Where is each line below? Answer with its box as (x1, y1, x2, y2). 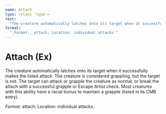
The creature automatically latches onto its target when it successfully (5, 68, 148, 74)
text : (5, 16, 16, 21)
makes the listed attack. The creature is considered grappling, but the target (5, 73, 160, 79)
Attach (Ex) (5, 51, 52, 63)
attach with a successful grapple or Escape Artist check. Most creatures (5, 83, 152, 89)
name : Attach (5, 7, 32, 12)
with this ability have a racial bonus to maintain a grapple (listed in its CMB (5, 88, 157, 94)
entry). (5, 94, 19, 100)
